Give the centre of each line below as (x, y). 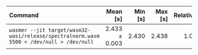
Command (24, 15)
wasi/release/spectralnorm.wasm (55, 36)
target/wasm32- (69, 30)
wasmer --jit (27, 30)
